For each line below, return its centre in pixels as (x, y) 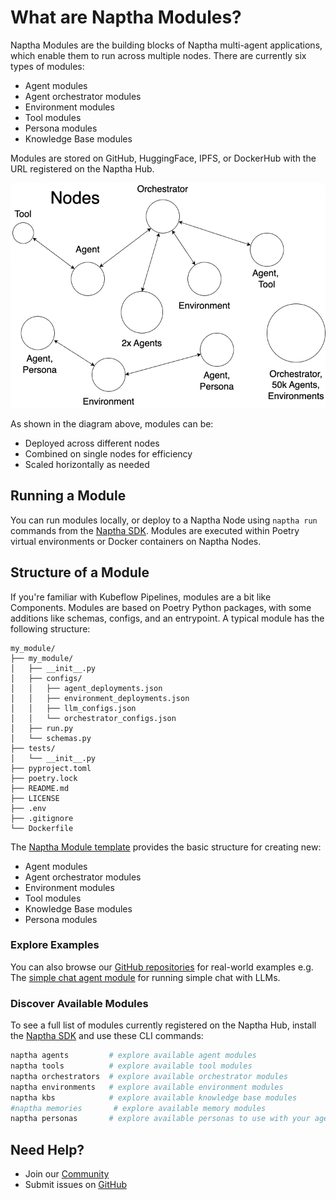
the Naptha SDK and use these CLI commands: (107, 1036)
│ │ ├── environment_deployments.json (100, 698)
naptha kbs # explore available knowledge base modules (154, 1097)
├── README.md (40, 788)
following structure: (50, 628)
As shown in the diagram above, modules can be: (112, 423)
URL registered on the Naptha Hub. (82, 168)
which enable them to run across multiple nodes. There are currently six (158, 55)
